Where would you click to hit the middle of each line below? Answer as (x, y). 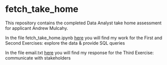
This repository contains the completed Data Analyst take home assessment (83, 23)
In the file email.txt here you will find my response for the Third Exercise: (80, 53)
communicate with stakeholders (38, 58)
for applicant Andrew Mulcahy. (37, 28)
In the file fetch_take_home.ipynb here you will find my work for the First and (84, 38)
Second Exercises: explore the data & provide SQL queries (65, 43)
